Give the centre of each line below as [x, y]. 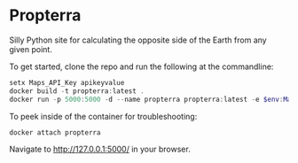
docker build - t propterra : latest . [77, 91]
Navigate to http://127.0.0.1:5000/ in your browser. [100, 149]
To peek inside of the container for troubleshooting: [103, 116]
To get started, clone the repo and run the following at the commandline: [141, 66]
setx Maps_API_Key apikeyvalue [67, 82]
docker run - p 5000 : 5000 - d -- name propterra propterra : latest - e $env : [146, 99]
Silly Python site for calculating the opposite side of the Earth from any [138, 40]
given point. [31, 49]
